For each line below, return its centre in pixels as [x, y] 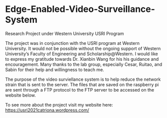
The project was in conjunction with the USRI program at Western [72, 43]
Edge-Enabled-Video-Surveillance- [80, 9]
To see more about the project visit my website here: [59, 105]
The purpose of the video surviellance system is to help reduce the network [83, 79]
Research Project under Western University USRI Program [65, 33]
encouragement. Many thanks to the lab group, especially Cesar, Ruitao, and [84, 64]
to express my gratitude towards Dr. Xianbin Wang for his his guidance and [82, 59]
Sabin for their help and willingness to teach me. [55, 69]
